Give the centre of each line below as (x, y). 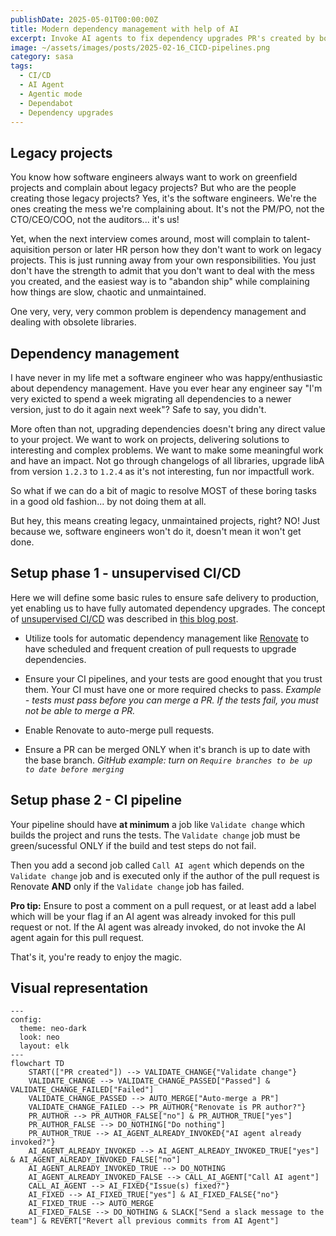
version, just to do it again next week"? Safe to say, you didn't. (138, 409)
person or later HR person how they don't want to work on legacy (187, 250)
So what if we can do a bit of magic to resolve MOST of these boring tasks (163, 490)
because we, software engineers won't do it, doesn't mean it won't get (156, 531)
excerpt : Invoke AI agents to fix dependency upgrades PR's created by (162, 38)
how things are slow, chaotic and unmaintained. (108, 292)
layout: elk (44, 1046)
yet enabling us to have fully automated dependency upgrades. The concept (168, 608)
